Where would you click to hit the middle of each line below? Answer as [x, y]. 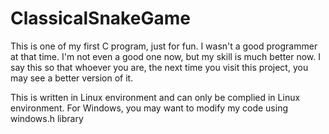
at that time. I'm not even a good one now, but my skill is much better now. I [166, 56]
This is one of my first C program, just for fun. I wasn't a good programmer [164, 46]
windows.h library [47, 118]
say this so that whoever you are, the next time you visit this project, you [159, 67]
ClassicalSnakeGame [100, 18]
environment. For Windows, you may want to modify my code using [149, 108]
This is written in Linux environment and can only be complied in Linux [155, 97]
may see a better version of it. [72, 78]
